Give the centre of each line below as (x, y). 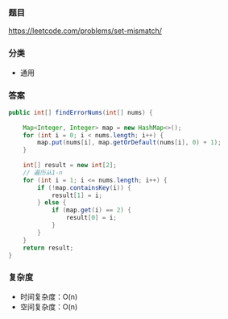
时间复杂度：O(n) (49, 296)
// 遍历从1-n (43, 172)
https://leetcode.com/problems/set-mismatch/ (85, 31)
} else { (52, 203)
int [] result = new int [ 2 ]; (70, 166)
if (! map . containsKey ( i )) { (84, 187)
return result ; (48, 248)
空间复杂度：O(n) (49, 306)
